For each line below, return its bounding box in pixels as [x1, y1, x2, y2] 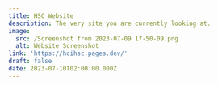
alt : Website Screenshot [15, 42, 99, 50]
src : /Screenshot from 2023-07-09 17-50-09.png [15, 34, 179, 43]
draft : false [8, 57, 52, 66]
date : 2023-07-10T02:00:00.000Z [8, 65, 117, 73]
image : [8, 27, 31, 35]
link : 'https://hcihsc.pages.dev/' [8, 49, 128, 57]
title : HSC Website [8, 11, 74, 20]
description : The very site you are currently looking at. [8, 19, 212, 28]
